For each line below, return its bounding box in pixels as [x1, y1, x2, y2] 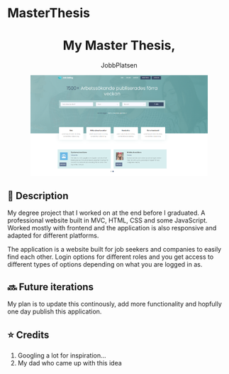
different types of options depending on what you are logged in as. [7, 260, 203, 269]
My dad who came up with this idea [17, 358, 122, 367]
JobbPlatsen [101, 61, 138, 70]
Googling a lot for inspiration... [17, 351, 106, 360]
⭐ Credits [7, 328, 50, 341]
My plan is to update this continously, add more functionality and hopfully [7, 300, 222, 309]
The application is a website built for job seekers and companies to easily [7, 245, 222, 254]
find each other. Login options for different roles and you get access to [7, 252, 214, 261]
